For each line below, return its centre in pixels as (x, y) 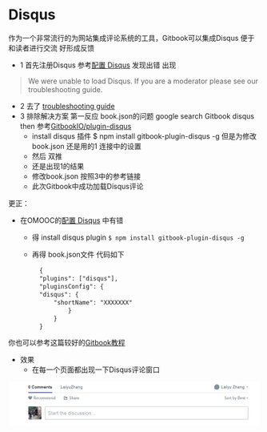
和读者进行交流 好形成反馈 (51, 48)
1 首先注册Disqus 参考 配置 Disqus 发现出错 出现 (98, 65)
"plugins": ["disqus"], (78, 278)
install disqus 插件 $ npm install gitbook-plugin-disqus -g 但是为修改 (144, 136)
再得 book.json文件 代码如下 (78, 254)
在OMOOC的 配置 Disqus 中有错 (72, 220)
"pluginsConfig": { (71, 286)
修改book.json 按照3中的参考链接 (86, 176)
